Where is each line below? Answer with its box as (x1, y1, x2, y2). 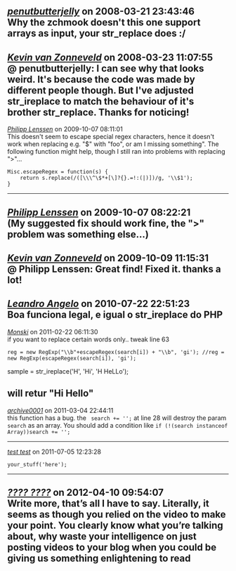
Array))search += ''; (7, 428, 71, 435)
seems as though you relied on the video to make (7, 508, 226, 520)
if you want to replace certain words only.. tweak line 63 (7, 335, 170, 343)
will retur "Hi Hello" (7, 388, 94, 400)
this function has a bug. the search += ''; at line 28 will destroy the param (7, 414, 227, 422)
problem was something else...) (7, 228, 150, 240)
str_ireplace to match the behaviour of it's (7, 95, 195, 107)
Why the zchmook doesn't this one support (7, 17, 201, 29)
